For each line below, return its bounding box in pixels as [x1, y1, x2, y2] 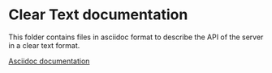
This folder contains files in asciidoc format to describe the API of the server [8, 32, 264, 42]
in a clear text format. [8, 40, 80, 50]
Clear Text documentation [8, 6, 188, 24]
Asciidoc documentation [8, 56, 90, 66]
